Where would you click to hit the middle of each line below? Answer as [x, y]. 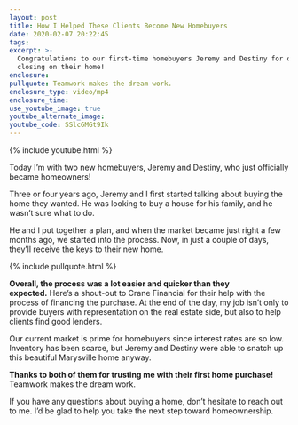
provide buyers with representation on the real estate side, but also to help [145, 312]
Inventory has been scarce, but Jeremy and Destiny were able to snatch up [146, 348]
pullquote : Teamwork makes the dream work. [91, 84]
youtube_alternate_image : [57, 116]
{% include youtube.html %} [61, 150]
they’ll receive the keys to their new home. [86, 249]
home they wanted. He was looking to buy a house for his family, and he [141, 204]
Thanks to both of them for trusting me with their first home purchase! [141, 375]
